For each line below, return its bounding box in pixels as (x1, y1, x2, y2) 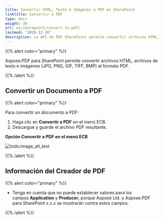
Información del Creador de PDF (5, 167, 106, 175)
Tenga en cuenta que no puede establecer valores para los (12, 189, 132, 195)
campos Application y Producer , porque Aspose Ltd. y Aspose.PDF (12, 195, 151, 201)
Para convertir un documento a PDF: (5, 109, 79, 115)
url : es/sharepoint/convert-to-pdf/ (5, 26, 80, 31)
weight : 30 (5, 21, 28, 26)
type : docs (5, 16, 28, 21)
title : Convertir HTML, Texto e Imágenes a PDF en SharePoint (5, 7, 135, 12)
